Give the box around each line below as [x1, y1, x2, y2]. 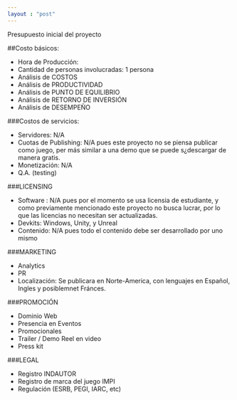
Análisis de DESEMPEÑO [17, 102, 91, 111]
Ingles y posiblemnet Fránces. [17, 284, 107, 293]
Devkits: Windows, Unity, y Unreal [17, 219, 117, 227]
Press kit [17, 342, 44, 350]
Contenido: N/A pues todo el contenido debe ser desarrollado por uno [17, 226, 223, 235]
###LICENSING [7, 182, 53, 191]
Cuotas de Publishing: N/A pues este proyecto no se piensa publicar [17, 138, 218, 147]
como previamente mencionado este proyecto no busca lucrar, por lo [17, 204, 221, 212]
